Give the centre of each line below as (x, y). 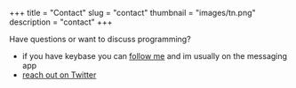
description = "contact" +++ (61, 22)
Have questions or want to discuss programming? (100, 39)
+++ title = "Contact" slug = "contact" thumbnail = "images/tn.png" (132, 13)
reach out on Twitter (59, 75)
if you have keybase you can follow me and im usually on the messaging (154, 56)
